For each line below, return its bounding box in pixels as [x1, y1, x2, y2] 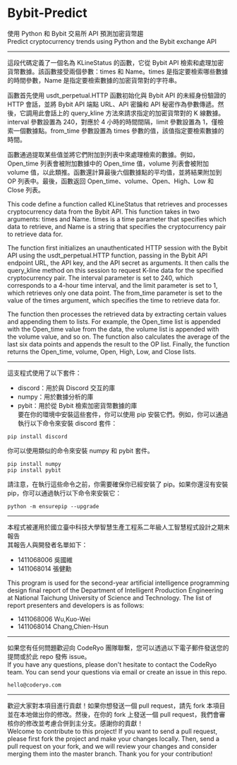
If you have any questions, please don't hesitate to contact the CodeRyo [7, 660, 217, 669]
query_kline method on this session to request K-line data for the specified [7, 266, 224, 274]
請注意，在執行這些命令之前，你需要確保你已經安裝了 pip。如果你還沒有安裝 [7, 479, 229, 489]
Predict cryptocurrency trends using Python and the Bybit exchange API [7, 37, 217, 45]
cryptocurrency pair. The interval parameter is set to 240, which [7, 274, 193, 282]
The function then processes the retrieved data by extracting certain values [7, 310, 227, 318]
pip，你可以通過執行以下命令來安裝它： [7, 489, 122, 497]
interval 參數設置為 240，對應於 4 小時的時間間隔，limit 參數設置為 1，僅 [7, 117, 218, 126]
